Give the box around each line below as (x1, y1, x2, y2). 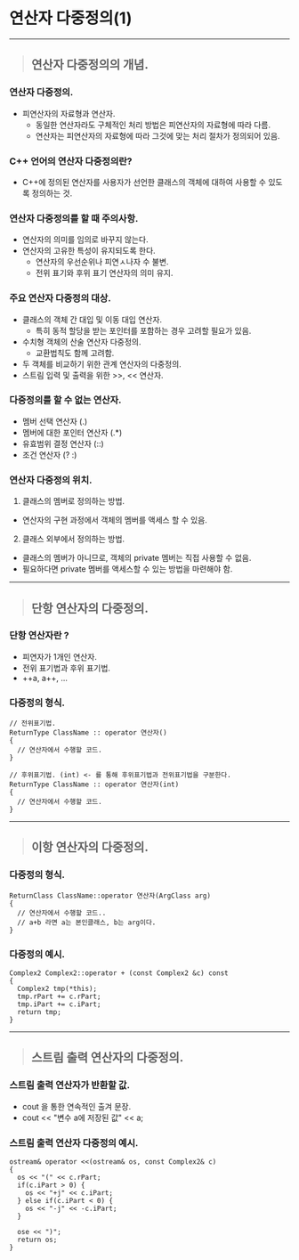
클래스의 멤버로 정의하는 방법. (21, 496, 125, 507)
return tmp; (17, 1008, 62, 1017)
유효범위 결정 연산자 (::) (21, 438, 104, 449)
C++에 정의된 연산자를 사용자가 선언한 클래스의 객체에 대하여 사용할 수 (21, 176, 267, 187)
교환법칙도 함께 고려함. (35, 347, 115, 358)
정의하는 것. (31, 188, 73, 199)
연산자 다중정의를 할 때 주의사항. (9, 212, 139, 224)
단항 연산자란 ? (9, 630, 69, 642)
